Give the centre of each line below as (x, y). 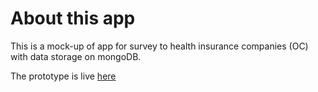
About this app (73, 18)
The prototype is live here (63, 76)
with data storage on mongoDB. (76, 56)
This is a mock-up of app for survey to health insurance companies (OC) (159, 46)
